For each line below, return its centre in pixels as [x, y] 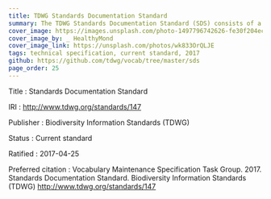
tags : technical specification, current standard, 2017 [104, 53]
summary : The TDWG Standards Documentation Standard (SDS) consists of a [135, 23]
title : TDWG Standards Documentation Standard [88, 16]
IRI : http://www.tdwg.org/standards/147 [75, 106]
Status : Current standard [50, 138]
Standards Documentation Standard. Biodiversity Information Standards [127, 177]
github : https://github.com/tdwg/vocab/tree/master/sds [104, 61]
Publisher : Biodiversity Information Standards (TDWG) [99, 122]
